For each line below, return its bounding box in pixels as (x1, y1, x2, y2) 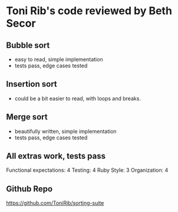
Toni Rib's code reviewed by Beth (6, 4, 173, 18)
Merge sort (6, 112, 48, 122)
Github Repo (6, 184, 53, 194)
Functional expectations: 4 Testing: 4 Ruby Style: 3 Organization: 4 (6, 167, 169, 174)
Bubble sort (6, 40, 50, 50)
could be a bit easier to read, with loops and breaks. (14, 94, 141, 102)
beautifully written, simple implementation (14, 128, 117, 135)
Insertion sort (6, 79, 57, 89)
